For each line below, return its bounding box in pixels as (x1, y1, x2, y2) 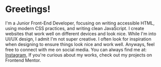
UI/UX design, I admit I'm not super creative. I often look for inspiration (5, 36, 152, 42)
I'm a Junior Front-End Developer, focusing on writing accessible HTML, (5, 20, 155, 26)
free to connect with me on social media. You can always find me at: (5, 46, 147, 52)
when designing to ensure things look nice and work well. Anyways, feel (5, 41, 155, 47)
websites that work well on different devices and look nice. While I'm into (5, 30, 156, 36)
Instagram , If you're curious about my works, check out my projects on (5, 51, 152, 58)
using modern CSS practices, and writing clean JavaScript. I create (5, 25, 144, 31)
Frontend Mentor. (5, 57, 41, 63)
